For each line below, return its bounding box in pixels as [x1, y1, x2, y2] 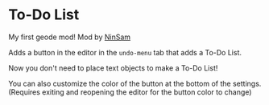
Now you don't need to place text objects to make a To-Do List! [8, 63, 218, 73]
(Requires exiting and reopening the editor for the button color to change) [8, 87, 252, 97]
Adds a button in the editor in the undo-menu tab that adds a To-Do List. [8, 47, 242, 57]
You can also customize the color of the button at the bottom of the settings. [8, 79, 262, 88]
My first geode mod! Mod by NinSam [8, 32, 131, 42]
